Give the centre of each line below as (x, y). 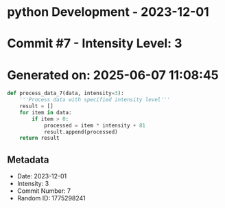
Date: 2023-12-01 (42, 176)
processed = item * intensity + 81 (95, 125)
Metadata (28, 159)
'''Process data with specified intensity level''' (95, 100)
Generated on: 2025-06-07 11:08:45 (113, 75)
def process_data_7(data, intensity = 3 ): (66, 94)
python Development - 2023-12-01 (108, 12)
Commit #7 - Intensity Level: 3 (95, 44)
